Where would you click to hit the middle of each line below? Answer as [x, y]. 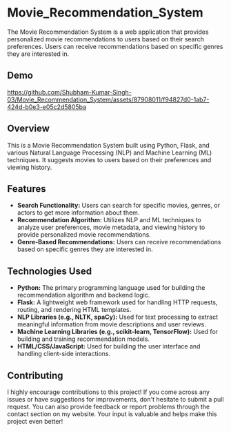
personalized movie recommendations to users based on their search [106, 39]
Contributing [35, 375]
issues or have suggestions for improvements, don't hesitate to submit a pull [115, 399]
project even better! [35, 421]
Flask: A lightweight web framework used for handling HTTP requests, [117, 302]
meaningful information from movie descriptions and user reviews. [112, 324]
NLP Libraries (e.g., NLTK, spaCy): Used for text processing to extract [118, 317]
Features [27, 189]
